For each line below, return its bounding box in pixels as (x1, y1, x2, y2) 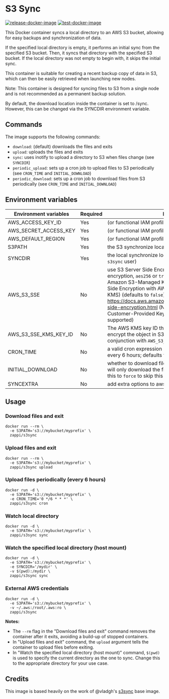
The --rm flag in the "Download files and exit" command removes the (12, 628, 156, 634)
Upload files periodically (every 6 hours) (5, 476, 106, 483)
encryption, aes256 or (107, 272, 157, 279)
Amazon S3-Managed (107, 279, 160, 286)
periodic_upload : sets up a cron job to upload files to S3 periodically (12, 164, 154, 171)
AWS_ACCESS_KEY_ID (8, 219, 62, 226)
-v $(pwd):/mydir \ (10, 569, 51, 574)
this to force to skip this (107, 372, 163, 379)
